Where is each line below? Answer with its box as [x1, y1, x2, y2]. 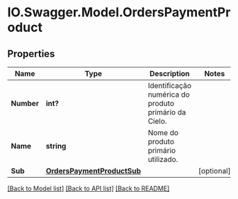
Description [149, 69, 190, 78]
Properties [7, 48, 55, 60]
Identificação [147, 81, 192, 90]
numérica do [147, 90, 190, 99]
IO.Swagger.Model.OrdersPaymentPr [7, 4, 231, 21]
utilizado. [147, 154, 178, 164]
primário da [147, 107, 186, 117]
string [45, 141, 67, 151]
